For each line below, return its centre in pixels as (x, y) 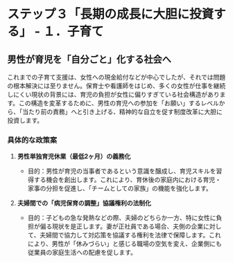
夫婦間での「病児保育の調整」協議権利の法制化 (84, 203)
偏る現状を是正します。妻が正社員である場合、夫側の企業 (122, 226)
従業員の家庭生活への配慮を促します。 (82, 253)
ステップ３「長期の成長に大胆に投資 (111, 14)
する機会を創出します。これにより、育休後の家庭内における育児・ (128, 180)
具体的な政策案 (32, 140)
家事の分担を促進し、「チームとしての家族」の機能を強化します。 (120, 188)
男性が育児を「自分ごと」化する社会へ (89, 59)
